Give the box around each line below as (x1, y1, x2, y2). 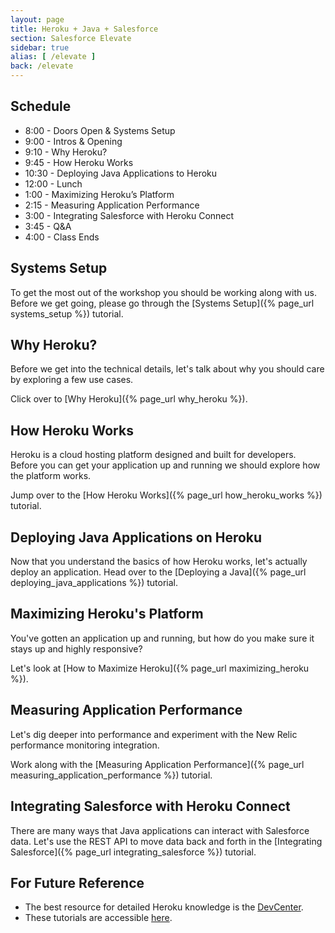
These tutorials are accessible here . (24, 912, 173, 924)
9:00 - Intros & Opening (24, 135, 123, 147)
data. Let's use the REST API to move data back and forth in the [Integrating (10, 835, 323, 847)
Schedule (10, 98, 72, 115)
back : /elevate (10, 61, 74, 71)
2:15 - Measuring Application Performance (24, 199, 200, 211)
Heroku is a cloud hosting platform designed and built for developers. (10, 449, 297, 461)
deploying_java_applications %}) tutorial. (10, 577, 179, 589)
